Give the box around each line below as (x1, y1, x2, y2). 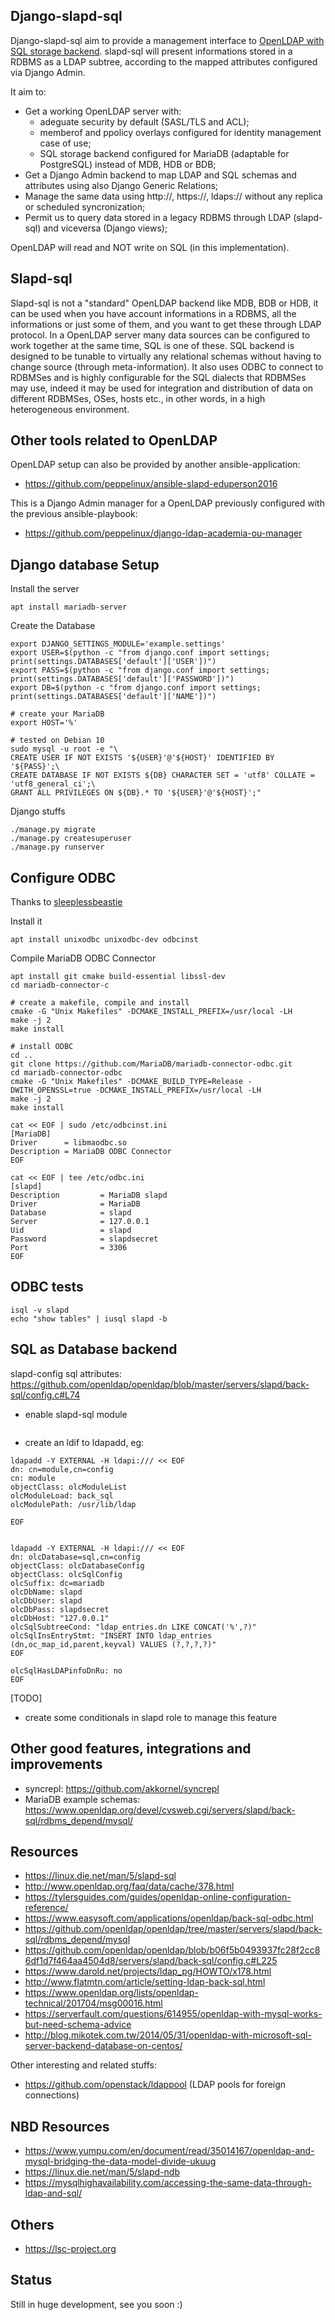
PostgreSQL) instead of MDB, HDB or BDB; (39, 158, 217, 170)
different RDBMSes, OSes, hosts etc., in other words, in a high (10, 392, 266, 404)
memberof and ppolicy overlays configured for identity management (39, 126, 322, 138)
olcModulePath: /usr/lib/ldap (10, 1499, 137, 1509)
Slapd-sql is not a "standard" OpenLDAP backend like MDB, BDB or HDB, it (10, 297, 319, 309)
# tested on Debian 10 (10, 735, 105, 746)
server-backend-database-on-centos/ (24, 2040, 183, 2052)
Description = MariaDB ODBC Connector (10, 1147, 172, 1157)
